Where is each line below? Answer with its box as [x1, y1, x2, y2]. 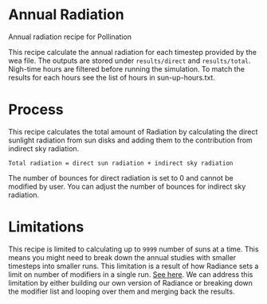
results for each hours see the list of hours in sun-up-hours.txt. [8, 72, 215, 82]
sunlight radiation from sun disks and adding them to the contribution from [8, 135, 253, 145]
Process [8, 101, 64, 119]
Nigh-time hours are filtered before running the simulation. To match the [8, 64, 245, 73]
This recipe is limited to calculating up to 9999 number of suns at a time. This [8, 244, 259, 254]
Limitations [8, 218, 84, 236]
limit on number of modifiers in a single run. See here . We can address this [8, 269, 253, 279]
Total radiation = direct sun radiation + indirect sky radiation [8, 159, 234, 167]
